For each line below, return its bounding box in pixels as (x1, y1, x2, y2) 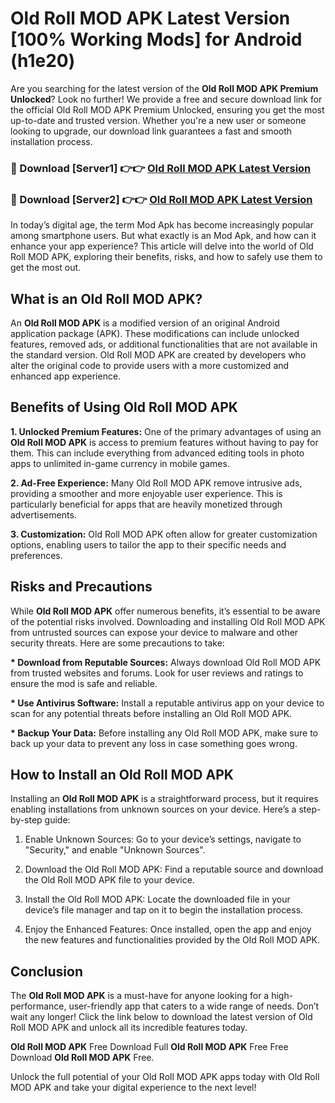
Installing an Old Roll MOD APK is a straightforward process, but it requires (10, 793, 319, 805)
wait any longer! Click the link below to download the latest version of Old (10, 1011, 313, 1023)
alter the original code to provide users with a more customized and (10, 359, 290, 371)
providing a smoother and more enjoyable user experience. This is (10, 487, 283, 499)
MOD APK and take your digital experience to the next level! (10, 1082, 257, 1094)
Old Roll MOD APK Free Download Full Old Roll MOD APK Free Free (10, 1041, 289, 1053)
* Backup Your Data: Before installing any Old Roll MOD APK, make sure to (10, 727, 318, 739)
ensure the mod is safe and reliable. (10, 677, 158, 689)
